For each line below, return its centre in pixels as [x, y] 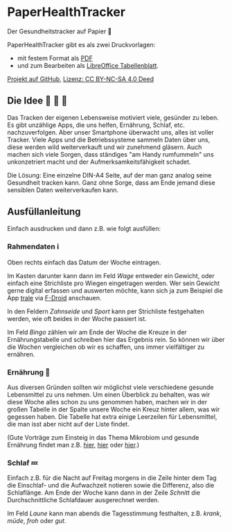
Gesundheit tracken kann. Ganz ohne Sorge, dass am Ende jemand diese [111, 182]
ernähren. [21, 354]
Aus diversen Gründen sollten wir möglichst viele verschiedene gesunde [110, 387]
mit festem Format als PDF [55, 58]
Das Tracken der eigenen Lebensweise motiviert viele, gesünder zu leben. [113, 117]
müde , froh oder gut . [37, 521]
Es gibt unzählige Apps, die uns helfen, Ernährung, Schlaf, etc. [96, 125]
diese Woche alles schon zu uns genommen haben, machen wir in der [107, 402]
